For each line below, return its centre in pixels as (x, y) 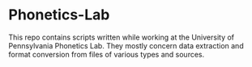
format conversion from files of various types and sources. (107, 54)
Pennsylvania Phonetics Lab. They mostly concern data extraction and (126, 45)
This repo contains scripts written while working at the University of (122, 37)
